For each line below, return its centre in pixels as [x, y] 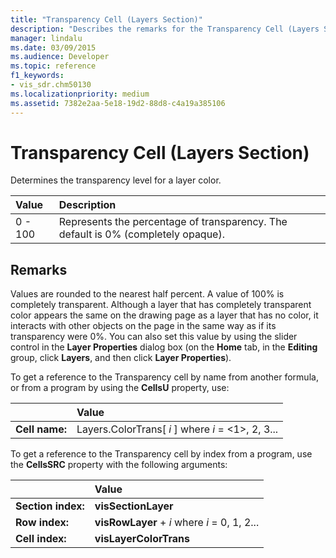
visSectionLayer [134, 506]
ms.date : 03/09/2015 [53, 47]
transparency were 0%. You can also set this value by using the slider [154, 337]
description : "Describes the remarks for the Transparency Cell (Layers [165, 29]
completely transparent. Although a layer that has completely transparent [161, 305]
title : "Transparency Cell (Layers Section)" [106, 19]
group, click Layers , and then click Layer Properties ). [121, 358]
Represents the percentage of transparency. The [173, 222]
